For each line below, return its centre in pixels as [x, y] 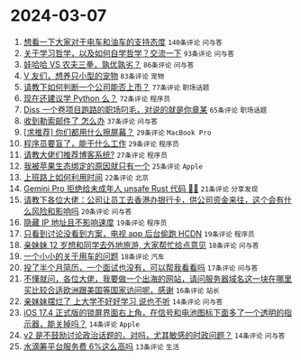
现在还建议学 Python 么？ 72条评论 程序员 [96, 98]
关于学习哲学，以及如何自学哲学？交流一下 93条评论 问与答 [129, 53]
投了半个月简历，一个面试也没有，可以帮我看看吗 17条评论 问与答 [141, 267]
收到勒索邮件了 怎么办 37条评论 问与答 [91, 120]
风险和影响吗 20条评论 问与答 [82, 211]
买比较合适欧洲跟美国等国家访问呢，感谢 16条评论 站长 [121, 290]
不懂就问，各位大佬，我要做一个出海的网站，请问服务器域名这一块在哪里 [157, 278]
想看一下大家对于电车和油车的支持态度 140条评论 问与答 [123, 42]
